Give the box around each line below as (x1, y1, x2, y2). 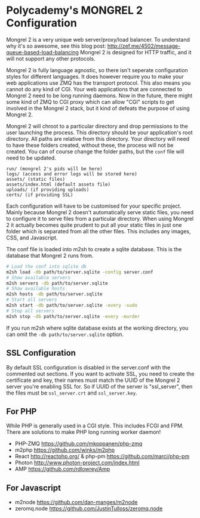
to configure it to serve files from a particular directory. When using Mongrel (6, 215, 194, 222)
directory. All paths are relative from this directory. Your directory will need (6, 135, 190, 142)
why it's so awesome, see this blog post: (6, 42, 106, 50)
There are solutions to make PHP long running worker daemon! (6, 428, 161, 436)
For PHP (6, 406, 37, 417)
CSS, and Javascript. (6, 234, 58, 241)
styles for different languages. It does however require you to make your (6, 73, 184, 80)
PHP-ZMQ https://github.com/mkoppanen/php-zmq (14, 440, 143, 448)
